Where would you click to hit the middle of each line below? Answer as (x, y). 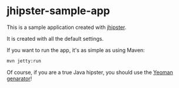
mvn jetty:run (24, 61)
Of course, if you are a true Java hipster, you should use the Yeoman (90, 72)
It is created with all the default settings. (55, 38)
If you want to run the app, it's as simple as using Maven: (76, 50)
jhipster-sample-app (59, 11)
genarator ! (19, 79)
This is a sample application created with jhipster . (67, 27)
